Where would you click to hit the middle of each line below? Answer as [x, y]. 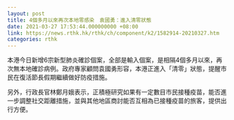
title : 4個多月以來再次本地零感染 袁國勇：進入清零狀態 [79, 20]
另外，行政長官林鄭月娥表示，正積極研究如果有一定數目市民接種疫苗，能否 [114, 92]
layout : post [26, 14]
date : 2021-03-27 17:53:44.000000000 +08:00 [73, 26]
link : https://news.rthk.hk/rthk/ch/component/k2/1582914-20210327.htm [113, 33]
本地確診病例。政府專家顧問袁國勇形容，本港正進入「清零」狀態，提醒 [120, 69]
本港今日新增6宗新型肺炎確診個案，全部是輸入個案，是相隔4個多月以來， [112, 60]
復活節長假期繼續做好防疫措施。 [65, 78]
